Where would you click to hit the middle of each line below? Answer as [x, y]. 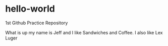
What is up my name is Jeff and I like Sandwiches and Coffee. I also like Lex [84, 32]
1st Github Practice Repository [37, 23]
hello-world [30, 9]
